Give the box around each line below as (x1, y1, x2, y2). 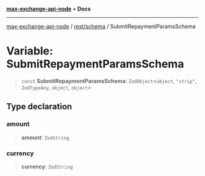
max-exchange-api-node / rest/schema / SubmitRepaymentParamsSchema (6, 23, 196, 30)
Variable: (6, 44, 54, 58)
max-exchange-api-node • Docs (6, 5, 91, 12)
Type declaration (6, 101, 72, 112)
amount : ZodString (21, 134, 70, 141)
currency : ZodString (21, 163, 73, 170)
